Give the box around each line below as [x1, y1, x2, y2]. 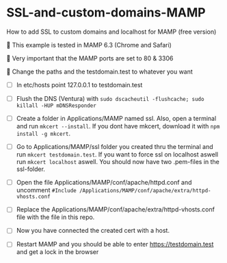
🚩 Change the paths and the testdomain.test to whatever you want [6, 67, 193, 76]
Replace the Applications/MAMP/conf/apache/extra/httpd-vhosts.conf [16, 205, 215, 214]
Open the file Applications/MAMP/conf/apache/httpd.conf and [16, 179, 192, 187]
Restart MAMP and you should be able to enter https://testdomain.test [16, 240, 214, 249]
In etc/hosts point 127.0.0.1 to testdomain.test [16, 80, 143, 89]
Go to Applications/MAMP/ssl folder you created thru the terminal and [16, 143, 213, 151]
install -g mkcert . [16, 129, 71, 138]
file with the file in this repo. [16, 213, 95, 221]
